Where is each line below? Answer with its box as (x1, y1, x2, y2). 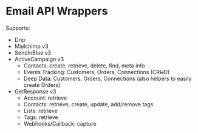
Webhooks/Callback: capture (23, 120, 97, 127)
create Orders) (23, 81, 61, 89)
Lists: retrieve (23, 107, 58, 114)
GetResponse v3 (14, 87, 56, 95)
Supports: (5, 24, 31, 32)
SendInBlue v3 (14, 49, 52, 56)
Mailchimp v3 (14, 43, 49, 50)
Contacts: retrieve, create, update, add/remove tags (23, 100, 154, 107)
